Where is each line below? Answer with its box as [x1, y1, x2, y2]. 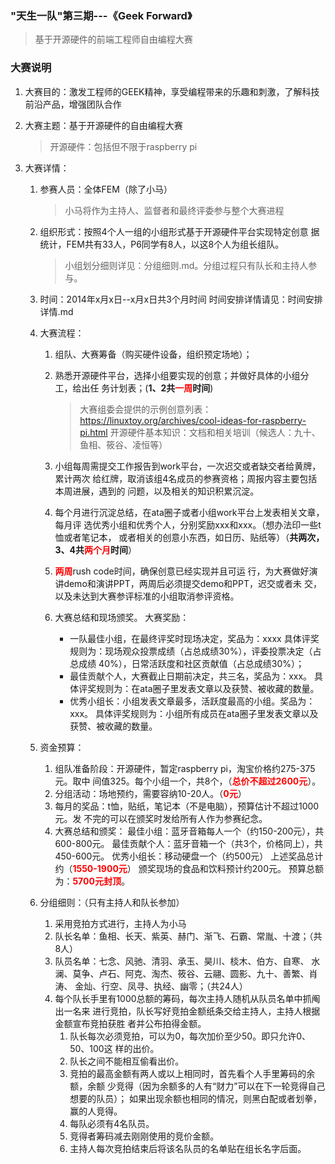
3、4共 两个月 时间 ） [54, 543, 137, 556]
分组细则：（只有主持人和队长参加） [39, 896, 185, 908]
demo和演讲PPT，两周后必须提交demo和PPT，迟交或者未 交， [63, 577, 322, 589]
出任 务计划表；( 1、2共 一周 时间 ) [81, 382, 214, 394]
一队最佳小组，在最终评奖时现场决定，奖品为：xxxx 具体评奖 [69, 632, 320, 644]
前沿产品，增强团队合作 [24, 98, 122, 110]
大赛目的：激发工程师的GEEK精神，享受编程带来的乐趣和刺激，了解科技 [24, 85, 320, 97]
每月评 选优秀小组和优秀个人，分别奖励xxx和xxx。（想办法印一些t [54, 518, 322, 531]
